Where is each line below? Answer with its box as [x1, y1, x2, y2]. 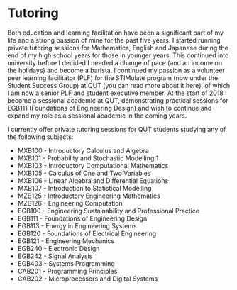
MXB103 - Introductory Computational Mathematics [17, 161, 169, 169]
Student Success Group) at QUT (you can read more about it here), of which [7, 81, 231, 89]
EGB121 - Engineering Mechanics [17, 236, 115, 245]
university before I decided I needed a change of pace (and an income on [7, 58, 223, 67]
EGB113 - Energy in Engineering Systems [17, 221, 137, 230]
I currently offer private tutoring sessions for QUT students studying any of [7, 125, 226, 133]
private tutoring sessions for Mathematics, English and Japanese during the [7, 43, 229, 52]
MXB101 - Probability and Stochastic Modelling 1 [17, 154, 159, 162]
